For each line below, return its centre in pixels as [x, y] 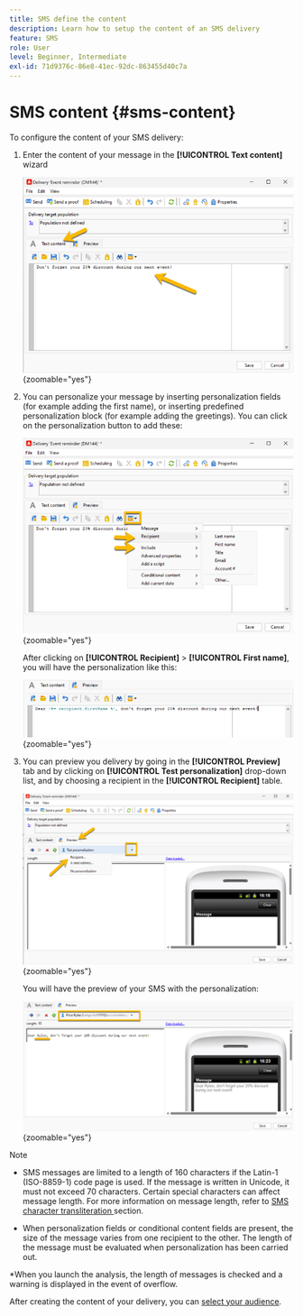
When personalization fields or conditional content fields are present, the [158, 1228]
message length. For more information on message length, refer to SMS [156, 1201]
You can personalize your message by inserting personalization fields [151, 396]
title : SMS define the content [68, 19]
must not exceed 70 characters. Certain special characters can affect [151, 1192]
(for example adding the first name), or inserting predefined [133, 406]
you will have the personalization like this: [100, 667]
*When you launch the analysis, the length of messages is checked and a [146, 1274]
